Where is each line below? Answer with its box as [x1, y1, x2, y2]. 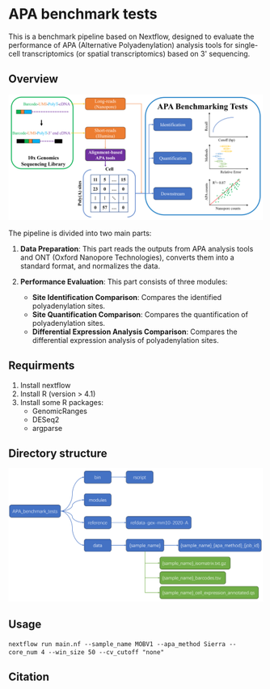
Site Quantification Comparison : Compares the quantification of [32, 309, 249, 319]
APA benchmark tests [8, 5, 158, 23]
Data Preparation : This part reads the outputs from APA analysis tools [19, 243, 254, 253]
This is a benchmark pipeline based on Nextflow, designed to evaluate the [8, 32, 255, 41]
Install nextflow [19, 380, 71, 390]
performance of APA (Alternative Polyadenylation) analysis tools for [8, 40, 234, 49]
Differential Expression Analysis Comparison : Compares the [32, 327, 238, 336]
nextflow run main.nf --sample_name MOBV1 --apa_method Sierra [8, 640, 226, 648]
